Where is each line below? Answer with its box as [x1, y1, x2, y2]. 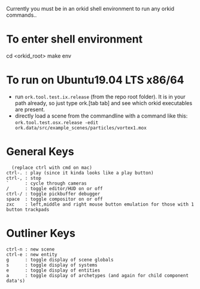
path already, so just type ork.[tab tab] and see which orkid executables [14, 99, 193, 107]
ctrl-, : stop [6, 175, 42, 181]
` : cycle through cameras [6, 180, 87, 186]
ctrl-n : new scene [6, 246, 55, 252]
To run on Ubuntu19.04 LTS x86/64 [6, 73, 184, 87]
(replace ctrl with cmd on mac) [11, 164, 93, 170]
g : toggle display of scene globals [6, 257, 114, 263]
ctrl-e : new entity [6, 251, 58, 257]
